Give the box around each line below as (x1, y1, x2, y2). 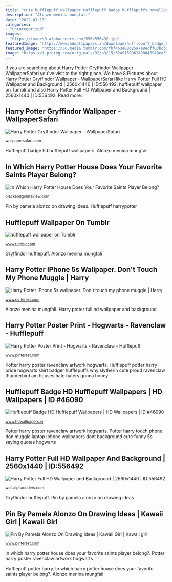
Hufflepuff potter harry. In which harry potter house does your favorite (5, 566, 154, 571)
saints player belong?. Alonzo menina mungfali (5, 571, 104, 577)
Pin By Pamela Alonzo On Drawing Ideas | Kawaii (5, 510, 163, 518)
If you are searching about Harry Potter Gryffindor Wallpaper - (5, 65, 137, 71)
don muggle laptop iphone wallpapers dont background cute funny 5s (5, 433, 153, 440)
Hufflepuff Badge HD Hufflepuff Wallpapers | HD (5, 387, 163, 396)
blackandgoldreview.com (5, 194, 50, 199)
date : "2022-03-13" (5, 17, 47, 22)
